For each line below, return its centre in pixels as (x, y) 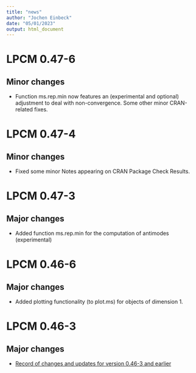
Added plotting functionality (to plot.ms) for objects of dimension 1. (99, 302)
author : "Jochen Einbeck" (39, 18)
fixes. (41, 109)
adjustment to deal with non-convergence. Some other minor (92, 103)
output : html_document (35, 29)
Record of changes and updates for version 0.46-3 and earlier (93, 364)
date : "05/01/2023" (31, 23)
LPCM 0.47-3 (41, 196)
